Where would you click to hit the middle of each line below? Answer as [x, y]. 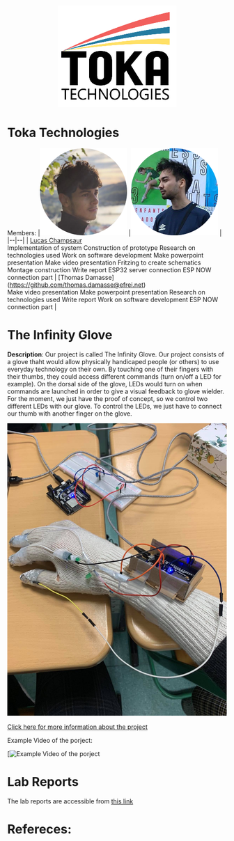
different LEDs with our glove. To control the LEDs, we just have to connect [115, 406]
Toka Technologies [63, 133]
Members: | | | [115, 233]
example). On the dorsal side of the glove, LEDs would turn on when [105, 384]
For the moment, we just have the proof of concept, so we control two [108, 398]
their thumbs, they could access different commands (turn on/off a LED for [114, 376]
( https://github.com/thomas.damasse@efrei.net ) [77, 285]
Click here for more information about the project [78, 727]
